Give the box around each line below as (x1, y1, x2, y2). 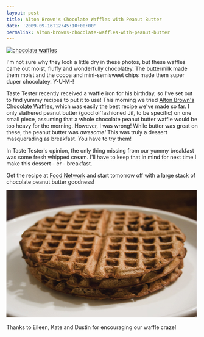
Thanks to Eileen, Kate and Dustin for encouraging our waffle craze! (6, 324, 177, 331)
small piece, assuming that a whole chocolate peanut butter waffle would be (6, 116, 198, 123)
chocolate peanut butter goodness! (6, 178, 95, 186)
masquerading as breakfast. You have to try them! (6, 135, 132, 143)
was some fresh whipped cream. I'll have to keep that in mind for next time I (6, 153, 197, 161)
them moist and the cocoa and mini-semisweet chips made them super (6, 71, 185, 79)
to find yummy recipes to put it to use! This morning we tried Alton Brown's (6, 96, 195, 104)
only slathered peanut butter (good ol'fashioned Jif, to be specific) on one (6, 109, 192, 117)
